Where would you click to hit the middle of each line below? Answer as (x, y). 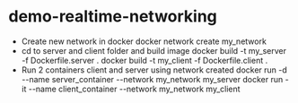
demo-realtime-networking (113, 17)
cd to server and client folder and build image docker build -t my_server (154, 50)
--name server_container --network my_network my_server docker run (152, 79)
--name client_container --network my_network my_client (134, 89)
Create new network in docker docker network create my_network (144, 41)
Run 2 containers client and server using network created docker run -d (154, 70)
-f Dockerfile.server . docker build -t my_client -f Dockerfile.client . (145, 60)
